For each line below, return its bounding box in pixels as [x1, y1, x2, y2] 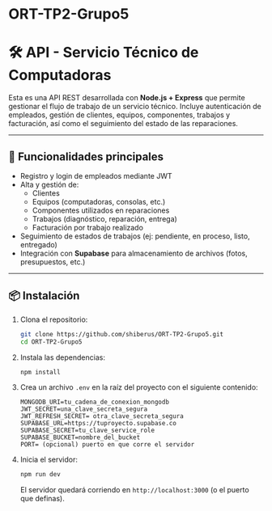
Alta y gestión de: [19, 179, 79, 189]
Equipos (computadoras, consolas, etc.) [32, 196, 166, 206]
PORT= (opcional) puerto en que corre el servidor [19, 441, 195, 449]
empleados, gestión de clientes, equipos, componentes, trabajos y [8, 110, 231, 120]
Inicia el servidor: [19, 454, 79, 465]
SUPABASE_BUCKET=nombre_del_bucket [19, 433, 141, 441]
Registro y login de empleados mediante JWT [19, 171, 172, 180]
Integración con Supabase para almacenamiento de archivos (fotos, [19, 248, 249, 258]
